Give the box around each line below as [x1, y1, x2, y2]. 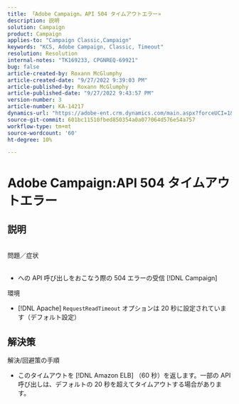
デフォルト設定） [30, 313, 80, 321]
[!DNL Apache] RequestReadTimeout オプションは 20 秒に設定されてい [17, 304, 221, 313]
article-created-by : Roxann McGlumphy [7, 70, 122, 77]
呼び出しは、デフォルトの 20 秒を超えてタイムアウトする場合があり [17, 380, 216, 388]
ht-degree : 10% [7, 136, 53, 143]
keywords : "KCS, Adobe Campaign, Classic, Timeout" [7, 43, 164, 51]
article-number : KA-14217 [7, 103, 84, 110]
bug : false [7, 63, 40, 70]
